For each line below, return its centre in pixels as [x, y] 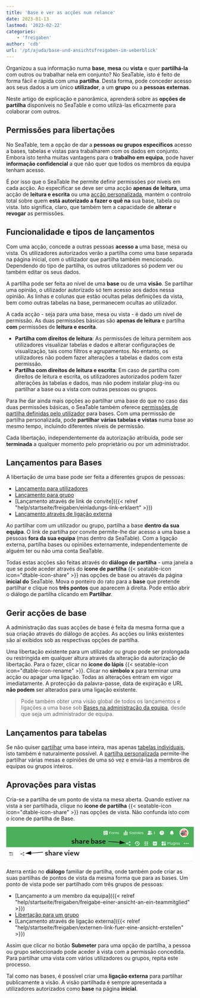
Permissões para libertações [60, 130]
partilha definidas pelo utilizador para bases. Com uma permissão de [91, 413]
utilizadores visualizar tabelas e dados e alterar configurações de [95, 345]
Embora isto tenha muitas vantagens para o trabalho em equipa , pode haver [100, 157]
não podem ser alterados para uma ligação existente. [72, 690]
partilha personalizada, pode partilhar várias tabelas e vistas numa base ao [100, 420]
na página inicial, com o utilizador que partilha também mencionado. [90, 259]
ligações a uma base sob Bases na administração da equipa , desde [103, 708]
